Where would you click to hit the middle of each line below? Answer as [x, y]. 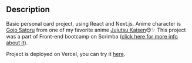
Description [28, 10]
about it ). [17, 43]
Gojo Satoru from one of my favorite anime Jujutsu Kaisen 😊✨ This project [96, 30]
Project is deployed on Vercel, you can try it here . [66, 54]
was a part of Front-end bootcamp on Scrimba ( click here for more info [92, 36]
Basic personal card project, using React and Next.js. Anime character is [93, 23]
